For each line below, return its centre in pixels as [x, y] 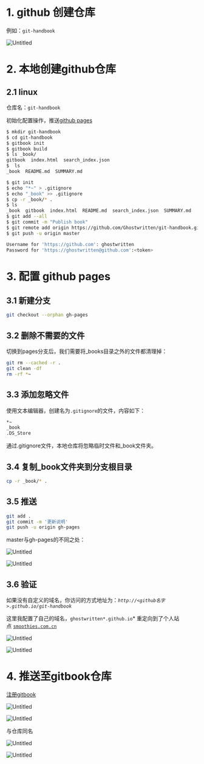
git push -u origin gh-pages [43, 527]
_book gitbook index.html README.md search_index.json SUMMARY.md [99, 211]
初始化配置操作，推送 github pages [49, 120]
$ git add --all [27, 217]
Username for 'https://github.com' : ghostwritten [70, 244]
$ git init [20, 182]
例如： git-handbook [31, 30]
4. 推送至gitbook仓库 [59, 677]
